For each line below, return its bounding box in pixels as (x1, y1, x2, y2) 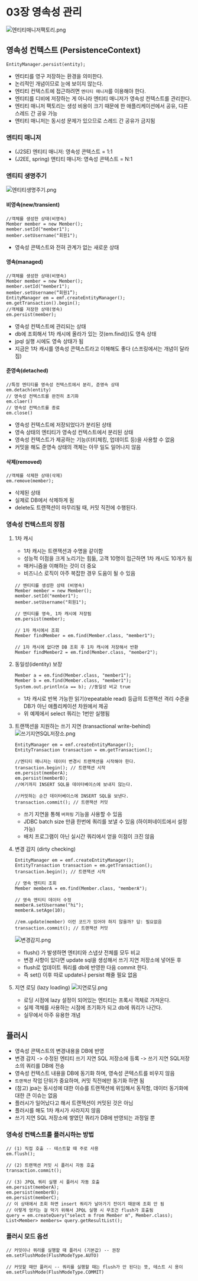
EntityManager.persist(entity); (6, 61, 86, 67)
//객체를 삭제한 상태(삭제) (6, 473, 63, 479)
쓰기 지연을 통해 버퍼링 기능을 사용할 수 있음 (23, 811, 123, 818)
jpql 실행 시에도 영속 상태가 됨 (14, 337, 84, 344)
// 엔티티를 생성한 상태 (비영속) (14, 583, 85, 589)
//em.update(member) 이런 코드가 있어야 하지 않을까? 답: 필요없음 (14, 919, 163, 925)
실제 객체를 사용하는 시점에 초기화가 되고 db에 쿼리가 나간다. (23, 1004, 163, 1011)
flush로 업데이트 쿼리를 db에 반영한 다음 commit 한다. (23, 964, 148, 971)
